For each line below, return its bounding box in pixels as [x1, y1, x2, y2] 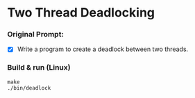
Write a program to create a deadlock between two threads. [17, 45, 189, 53]
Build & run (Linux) [7, 63, 71, 72]
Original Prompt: [7, 30, 65, 39]
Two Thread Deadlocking [7, 5, 155, 21]
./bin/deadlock [7, 84, 51, 91]
